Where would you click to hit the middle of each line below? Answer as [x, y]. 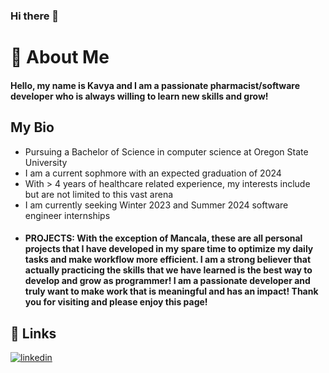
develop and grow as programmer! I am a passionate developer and [167, 281]
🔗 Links [33, 333]
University [46, 162]
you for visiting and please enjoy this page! [116, 302]
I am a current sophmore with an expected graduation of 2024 [153, 173]
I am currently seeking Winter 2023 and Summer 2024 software [156, 205]
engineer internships [67, 215]
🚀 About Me [60, 57]
